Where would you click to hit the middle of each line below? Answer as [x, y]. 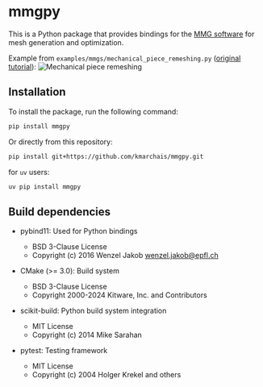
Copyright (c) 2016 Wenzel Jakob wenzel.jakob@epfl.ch [125, 256]
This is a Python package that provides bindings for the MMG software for [131, 34]
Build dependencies [60, 212]
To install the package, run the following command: [94, 111]
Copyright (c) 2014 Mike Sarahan [87, 335]
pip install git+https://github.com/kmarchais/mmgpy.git [106, 156]
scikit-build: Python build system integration [93, 311]
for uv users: [29, 172]
